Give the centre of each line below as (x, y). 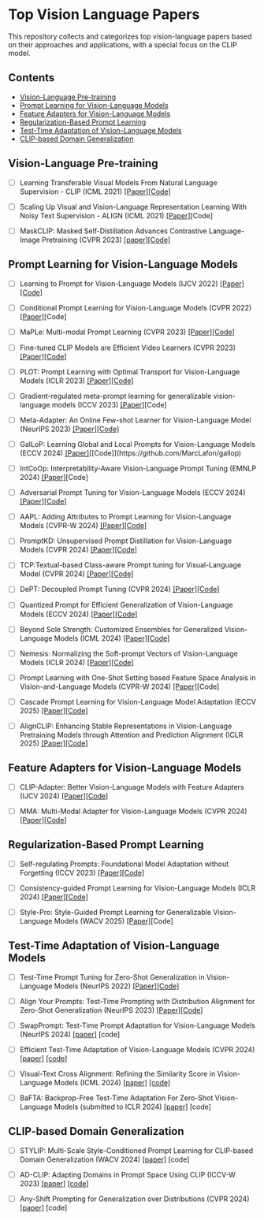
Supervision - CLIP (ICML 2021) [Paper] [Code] (95, 192)
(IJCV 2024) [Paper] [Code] (64, 796)
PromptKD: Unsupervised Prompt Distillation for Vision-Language (126, 541)
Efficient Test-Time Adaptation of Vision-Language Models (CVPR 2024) (137, 1049)
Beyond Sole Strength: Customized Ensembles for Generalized (121, 629)
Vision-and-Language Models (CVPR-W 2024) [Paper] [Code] (119, 686)
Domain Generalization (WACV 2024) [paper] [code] (104, 1159)
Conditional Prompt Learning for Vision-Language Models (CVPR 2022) (136, 307)
